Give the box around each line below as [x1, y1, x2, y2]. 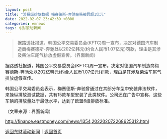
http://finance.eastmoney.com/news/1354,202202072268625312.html [5, 118, 149, 124]
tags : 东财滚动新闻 [5, 26, 41, 31]
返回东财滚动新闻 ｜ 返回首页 [5, 129, 62, 135]
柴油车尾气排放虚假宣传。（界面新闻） [21, 52, 98, 58]
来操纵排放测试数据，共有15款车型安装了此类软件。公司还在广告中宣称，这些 [5, 92, 162, 98]
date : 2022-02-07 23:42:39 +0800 [5, 16, 75, 21]
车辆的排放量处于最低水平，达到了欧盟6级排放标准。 [5, 98, 113, 104]
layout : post [5, 7, 32, 12]
